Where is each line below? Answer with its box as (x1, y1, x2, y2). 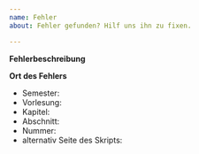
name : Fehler (9, 12, 57, 22)
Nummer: (21, 125, 57, 135)
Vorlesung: (21, 96, 62, 107)
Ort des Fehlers (9, 70, 68, 81)
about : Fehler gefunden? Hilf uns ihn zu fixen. (9, 21, 192, 30)
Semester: (21, 88, 60, 98)
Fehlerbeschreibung (9, 53, 86, 64)
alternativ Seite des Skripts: (21, 135, 123, 145)
